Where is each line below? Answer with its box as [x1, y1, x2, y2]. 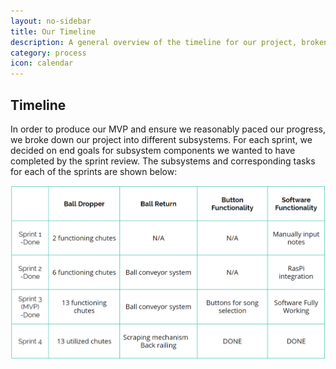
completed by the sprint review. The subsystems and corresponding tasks [10, 155, 316, 167]
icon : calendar [10, 58, 74, 69]
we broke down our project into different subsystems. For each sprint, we [10, 133, 313, 145]
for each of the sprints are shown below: [10, 165, 178, 177]
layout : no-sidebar [10, 16, 92, 26]
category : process [10, 48, 87, 58]
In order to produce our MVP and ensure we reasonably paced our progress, [10, 123, 326, 135]
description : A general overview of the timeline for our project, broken [10, 37, 329, 47]
